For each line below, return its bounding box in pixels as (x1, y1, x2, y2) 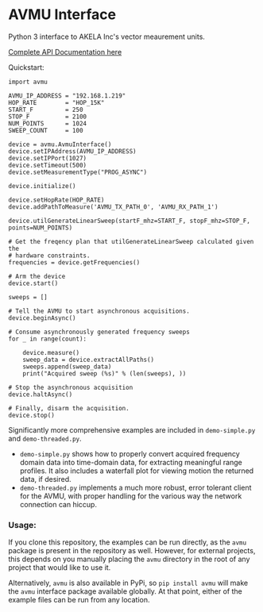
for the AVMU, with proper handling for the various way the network (19, 491, 242, 501)
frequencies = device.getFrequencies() (8, 258, 141, 267)
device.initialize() (8, 182, 77, 190)
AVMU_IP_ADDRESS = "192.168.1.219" (8, 91, 126, 100)
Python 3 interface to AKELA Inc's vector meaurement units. (8, 32, 205, 41)
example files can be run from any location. (8, 595, 150, 605)
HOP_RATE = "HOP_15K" (8, 98, 105, 106)
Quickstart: (8, 62, 45, 72)
